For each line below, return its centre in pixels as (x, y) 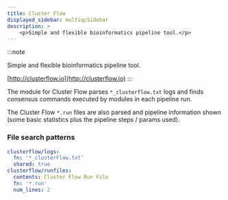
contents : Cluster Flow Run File (61, 177)
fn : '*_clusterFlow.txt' (49, 158)
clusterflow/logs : (33, 151)
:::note (16, 52)
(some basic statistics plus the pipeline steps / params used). (93, 120)
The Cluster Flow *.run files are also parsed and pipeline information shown (114, 112)
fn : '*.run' (30, 183)
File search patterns (41, 138)
